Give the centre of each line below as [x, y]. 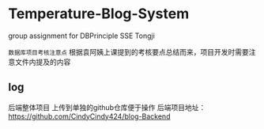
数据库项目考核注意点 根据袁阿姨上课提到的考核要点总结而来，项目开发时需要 [128, 51]
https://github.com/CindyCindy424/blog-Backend [89, 116]
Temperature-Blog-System [99, 14]
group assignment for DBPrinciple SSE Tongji [82, 36]
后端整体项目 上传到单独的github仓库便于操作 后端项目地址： [107, 107]
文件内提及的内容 [43, 62]
